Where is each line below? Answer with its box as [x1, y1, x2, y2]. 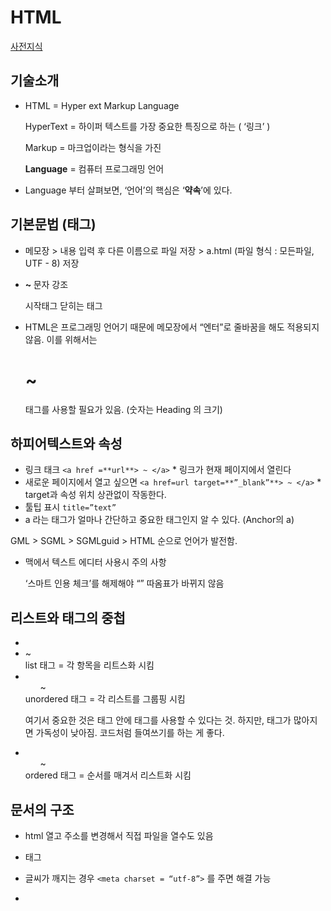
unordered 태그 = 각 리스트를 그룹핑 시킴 [24, 693, 186, 705]
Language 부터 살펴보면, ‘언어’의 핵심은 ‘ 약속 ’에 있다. [24, 184, 233, 196]
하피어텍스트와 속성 [10, 435, 123, 452]
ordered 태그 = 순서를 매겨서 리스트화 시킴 [24, 769, 192, 781]
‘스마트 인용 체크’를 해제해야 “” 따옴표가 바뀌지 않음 [24, 577, 225, 590]
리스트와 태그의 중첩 [10, 609, 126, 626]
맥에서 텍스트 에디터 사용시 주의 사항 [24, 556, 167, 568]
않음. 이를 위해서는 [24, 333, 98, 345]
